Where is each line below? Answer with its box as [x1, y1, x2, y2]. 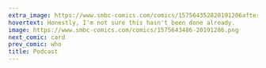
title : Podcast [8, 48, 59, 55]
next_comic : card [8, 33, 66, 41]
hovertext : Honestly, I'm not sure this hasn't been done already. [8, 19, 236, 27]
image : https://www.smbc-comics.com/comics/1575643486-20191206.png [8, 26, 239, 34]
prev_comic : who [8, 41, 62, 48]
